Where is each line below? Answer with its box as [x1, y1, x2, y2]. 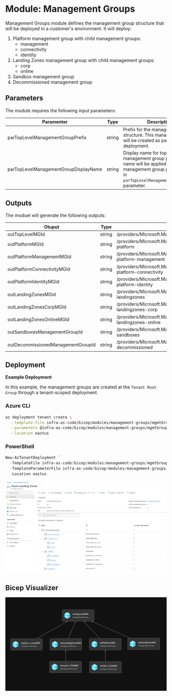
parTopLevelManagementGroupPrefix [7, 134, 87, 140]
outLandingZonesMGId [7, 291, 56, 297]
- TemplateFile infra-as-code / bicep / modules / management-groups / [10, 461, 147, 466]
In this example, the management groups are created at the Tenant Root [5, 384, 157, 390]
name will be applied [123, 160, 166, 167]
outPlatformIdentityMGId [7, 279, 60, 285]
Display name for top [123, 150, 167, 156]
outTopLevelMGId [7, 231, 45, 237]
